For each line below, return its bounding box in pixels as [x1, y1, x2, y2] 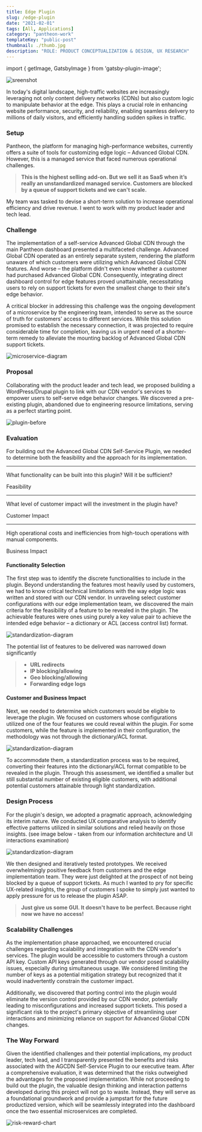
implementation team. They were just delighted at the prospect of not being [6, 873, 194, 880]
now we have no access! [20, 910, 84, 917]
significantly [6, 649, 37, 657]
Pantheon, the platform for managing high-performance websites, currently [6, 142, 194, 150]
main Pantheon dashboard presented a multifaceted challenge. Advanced [6, 246, 189, 253]
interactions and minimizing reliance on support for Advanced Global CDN [6, 1014, 190, 1022]
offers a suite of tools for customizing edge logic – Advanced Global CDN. [6, 149, 189, 156]
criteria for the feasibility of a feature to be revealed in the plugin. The [6, 607, 179, 614]
